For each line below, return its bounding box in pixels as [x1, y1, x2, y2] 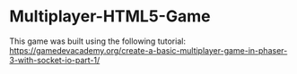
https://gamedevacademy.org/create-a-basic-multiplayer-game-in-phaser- [9, 45, 288, 55]
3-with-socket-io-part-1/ [9, 54, 100, 65]
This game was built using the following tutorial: [9, 36, 187, 46]
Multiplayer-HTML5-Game [9, 6, 211, 27]
